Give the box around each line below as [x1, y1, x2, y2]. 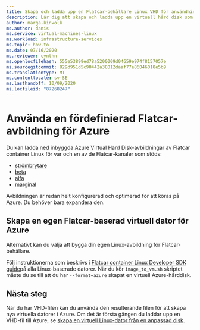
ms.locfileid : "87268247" [6, 86, 70, 92]
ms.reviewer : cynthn [6, 53, 58, 59]
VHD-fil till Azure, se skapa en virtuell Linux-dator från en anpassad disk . [6, 317, 185, 324]
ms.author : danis [6, 25, 49, 32]
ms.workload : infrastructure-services [6, 36, 102, 42]
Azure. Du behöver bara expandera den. [6, 199, 105, 206]
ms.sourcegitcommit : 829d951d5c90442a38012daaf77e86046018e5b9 [6, 64, 167, 70]
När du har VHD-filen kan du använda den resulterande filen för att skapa [6, 304, 186, 312]
